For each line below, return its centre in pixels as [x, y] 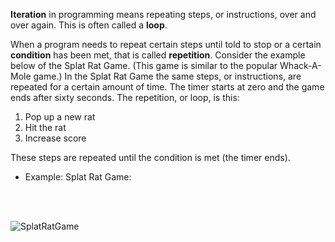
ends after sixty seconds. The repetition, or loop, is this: [125, 97]
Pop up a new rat [60, 117]
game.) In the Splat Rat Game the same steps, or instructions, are [167, 76]
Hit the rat [45, 127]
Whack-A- [300, 65]
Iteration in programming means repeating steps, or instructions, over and [163, 14]
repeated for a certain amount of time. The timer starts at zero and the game [167, 87]
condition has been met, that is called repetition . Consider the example [158, 55]
